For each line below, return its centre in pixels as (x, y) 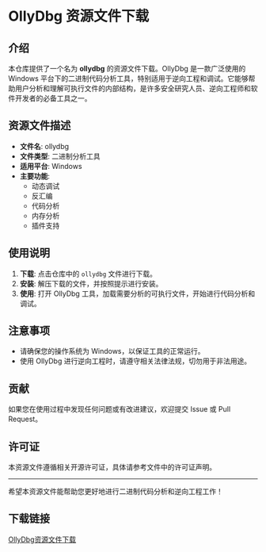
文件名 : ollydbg (44, 146)
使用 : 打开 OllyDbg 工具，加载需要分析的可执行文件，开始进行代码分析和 (137, 293)
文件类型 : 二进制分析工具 (60, 156)
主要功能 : (34, 176)
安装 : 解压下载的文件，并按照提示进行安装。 (91, 283)
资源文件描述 (40, 126)
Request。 (25, 419)
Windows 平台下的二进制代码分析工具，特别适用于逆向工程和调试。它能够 (128, 79)
